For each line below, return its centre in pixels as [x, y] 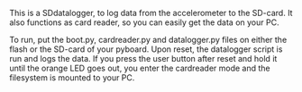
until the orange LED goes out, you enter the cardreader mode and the [140, 68]
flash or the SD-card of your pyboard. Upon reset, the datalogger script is [146, 49]
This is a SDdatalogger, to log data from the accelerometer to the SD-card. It [151, 13]
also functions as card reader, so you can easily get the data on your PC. [144, 22]
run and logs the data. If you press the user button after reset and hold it [143, 59]
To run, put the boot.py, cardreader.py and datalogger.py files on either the [148, 40]
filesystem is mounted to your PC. [72, 78]
